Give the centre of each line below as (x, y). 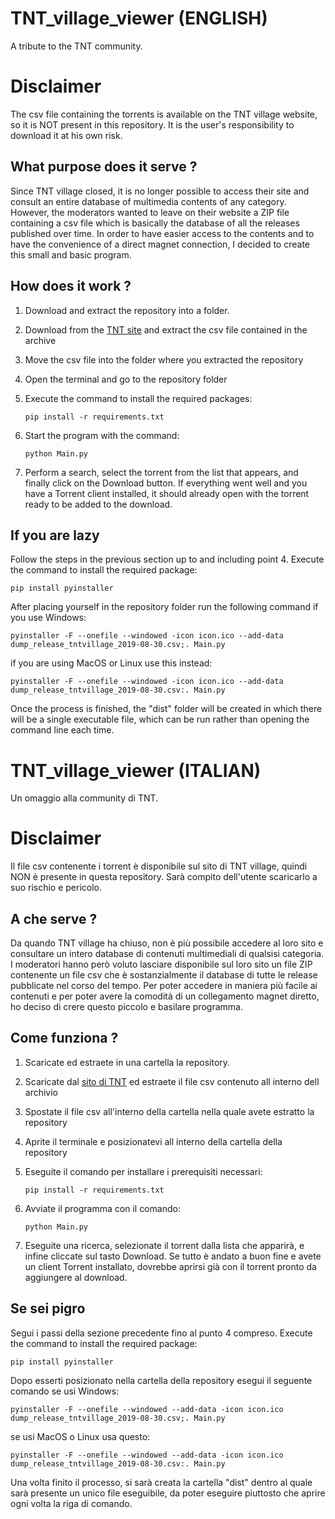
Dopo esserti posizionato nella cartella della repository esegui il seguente (161, 1380)
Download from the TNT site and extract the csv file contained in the (166, 329)
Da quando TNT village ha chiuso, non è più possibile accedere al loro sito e (167, 943)
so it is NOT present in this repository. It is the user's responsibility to (152, 124)
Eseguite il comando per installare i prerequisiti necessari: (143, 1171)
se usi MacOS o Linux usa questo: (80, 1436)
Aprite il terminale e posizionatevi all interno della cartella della (153, 1141)
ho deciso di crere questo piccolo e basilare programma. (126, 1006)
